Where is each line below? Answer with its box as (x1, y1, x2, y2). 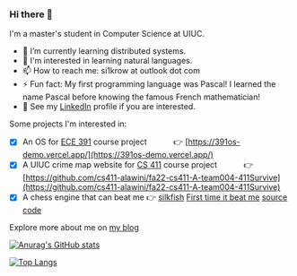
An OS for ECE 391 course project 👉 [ (22, 136, 188, 147)
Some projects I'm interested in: (9, 118, 127, 129)
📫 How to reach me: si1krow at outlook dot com (22, 65, 200, 76)
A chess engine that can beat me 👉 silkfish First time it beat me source (22, 192, 288, 203)
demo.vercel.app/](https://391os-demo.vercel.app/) (22, 150, 214, 160)
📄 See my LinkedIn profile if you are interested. (22, 101, 196, 112)
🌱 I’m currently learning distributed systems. (22, 46, 187, 56)
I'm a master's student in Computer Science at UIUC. (9, 29, 205, 39)
